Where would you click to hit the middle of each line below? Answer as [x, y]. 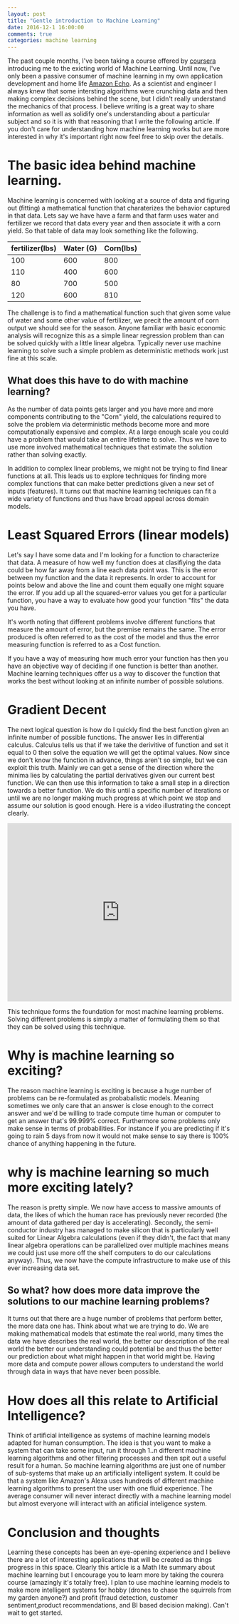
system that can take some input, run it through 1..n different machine [109, 1451]
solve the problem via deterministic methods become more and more [108, 424]
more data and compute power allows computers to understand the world [115, 1364]
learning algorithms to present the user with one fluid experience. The [110, 1488]
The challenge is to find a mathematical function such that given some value [119, 313]
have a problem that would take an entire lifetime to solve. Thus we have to [117, 439]
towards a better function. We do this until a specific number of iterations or [118, 790]
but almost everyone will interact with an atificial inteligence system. [107, 1503]
